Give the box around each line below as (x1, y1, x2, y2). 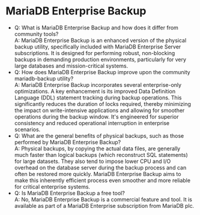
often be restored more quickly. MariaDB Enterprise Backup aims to (14, 170, 181, 177)
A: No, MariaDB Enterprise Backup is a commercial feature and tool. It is (14, 196, 193, 203)
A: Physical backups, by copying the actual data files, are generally (14, 145, 181, 152)
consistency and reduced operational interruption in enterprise (14, 119, 169, 126)
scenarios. (14, 126, 41, 133)
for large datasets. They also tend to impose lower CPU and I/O (14, 158, 171, 165)
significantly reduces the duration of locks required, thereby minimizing (14, 100, 192, 107)
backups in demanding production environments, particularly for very (14, 56, 187, 63)
